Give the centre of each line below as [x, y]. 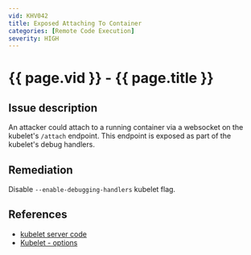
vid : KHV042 [28, 16]
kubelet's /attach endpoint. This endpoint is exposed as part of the [120, 136]
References [38, 215]
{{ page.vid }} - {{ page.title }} [111, 78]
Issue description [53, 108]
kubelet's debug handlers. [51, 144]
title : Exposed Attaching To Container [75, 23]
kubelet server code [53, 234]
